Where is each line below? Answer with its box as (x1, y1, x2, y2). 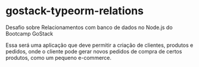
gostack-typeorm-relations (5, 4, 144, 18)
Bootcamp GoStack (5, 30, 54, 37)
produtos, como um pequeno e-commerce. (5, 54, 111, 61)
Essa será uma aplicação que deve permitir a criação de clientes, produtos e (5, 42, 194, 49)
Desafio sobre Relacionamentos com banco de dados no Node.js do (5, 24, 173, 31)
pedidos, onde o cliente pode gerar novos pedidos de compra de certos (5, 47, 182, 55)
